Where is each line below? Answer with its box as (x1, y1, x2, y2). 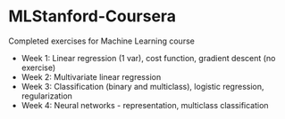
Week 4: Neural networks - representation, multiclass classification (21, 99, 269, 110)
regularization (21, 91, 73, 101)
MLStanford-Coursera (8, 6, 176, 27)
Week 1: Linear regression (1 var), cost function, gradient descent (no (21, 52, 276, 63)
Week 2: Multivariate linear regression (21, 71, 162, 82)
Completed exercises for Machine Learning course (8, 36, 196, 46)
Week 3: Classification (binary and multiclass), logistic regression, (21, 81, 264, 91)
